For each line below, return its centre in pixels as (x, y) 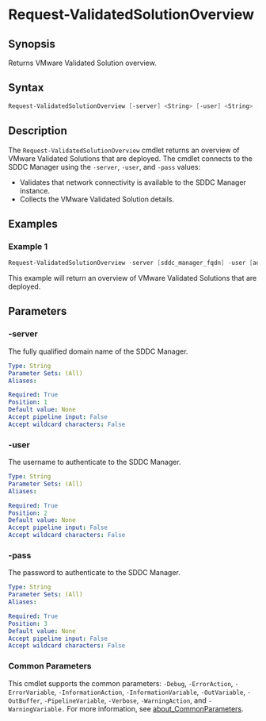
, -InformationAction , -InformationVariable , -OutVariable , (150, 692)
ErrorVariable (32, 692)
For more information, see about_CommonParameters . (155, 708)
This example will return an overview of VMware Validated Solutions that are (133, 278)
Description (38, 131)
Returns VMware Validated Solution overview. (82, 63)
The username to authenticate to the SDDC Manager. (95, 462)
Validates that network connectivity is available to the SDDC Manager (133, 182)
